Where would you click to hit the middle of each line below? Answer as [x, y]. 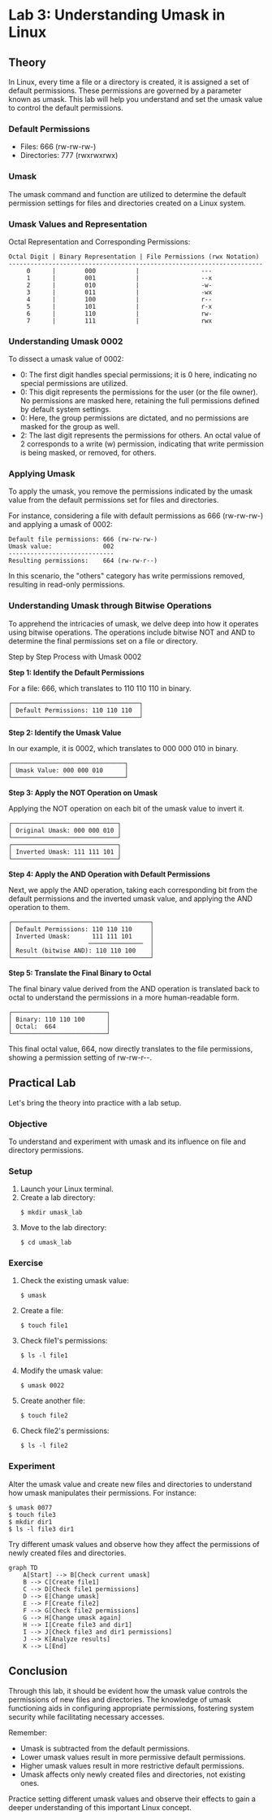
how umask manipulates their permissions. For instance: [103, 1492]
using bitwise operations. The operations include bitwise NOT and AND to [132, 632]
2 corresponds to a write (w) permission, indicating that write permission [142, 444]
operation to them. [39, 907]
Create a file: [41, 1311]
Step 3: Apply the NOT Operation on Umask [83, 793]
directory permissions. [46, 1150]
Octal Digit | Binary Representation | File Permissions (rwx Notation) [134, 257]
